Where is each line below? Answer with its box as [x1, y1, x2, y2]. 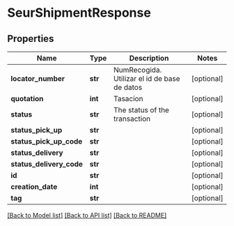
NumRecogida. [114, 65, 162, 75]
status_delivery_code [10, 159, 84, 169]
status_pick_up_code [10, 137, 83, 146]
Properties [7, 33, 54, 45]
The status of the [114, 105, 169, 114]
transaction [114, 114, 151, 123]
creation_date [10, 182, 58, 191]
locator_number [10, 74, 65, 83]
